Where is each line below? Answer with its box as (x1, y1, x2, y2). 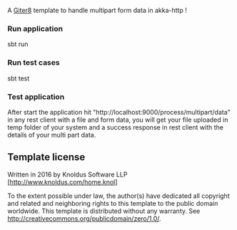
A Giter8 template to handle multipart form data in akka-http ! (7, 6, 187, 14)
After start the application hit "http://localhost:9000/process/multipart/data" (7, 108, 231, 116)
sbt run (7, 40, 29, 48)
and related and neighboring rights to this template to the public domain (7, 199, 218, 207)
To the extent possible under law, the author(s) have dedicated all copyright (7, 192, 230, 200)
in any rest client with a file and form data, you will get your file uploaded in (7, 115, 228, 124)
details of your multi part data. (7, 130, 96, 139)
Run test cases (7, 58, 60, 68)
